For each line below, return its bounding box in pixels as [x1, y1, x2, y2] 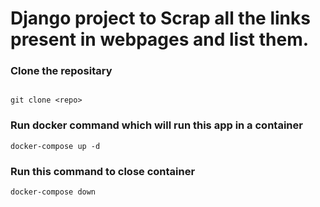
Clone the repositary [10, 64, 113, 78]
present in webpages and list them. [10, 28, 310, 51]
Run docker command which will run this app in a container [10, 118, 303, 132]
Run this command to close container [10, 164, 196, 178]
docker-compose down [10, 187, 97, 197]
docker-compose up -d [10, 141, 101, 151]
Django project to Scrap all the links [10, 7, 311, 30]
